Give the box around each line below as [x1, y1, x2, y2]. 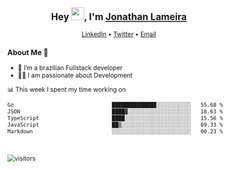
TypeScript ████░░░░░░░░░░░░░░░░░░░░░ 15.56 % [7, 115, 223, 122]
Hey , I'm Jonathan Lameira [50, 11, 188, 23]
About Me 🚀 [7, 47, 49, 57]
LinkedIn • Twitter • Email [81, 30, 156, 38]
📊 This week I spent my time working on [7, 86, 126, 94]
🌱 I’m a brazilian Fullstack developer [17, 64, 123, 72]
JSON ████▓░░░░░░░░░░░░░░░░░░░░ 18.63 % [7, 107, 223, 115]
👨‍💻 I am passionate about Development [17, 71, 133, 80]
